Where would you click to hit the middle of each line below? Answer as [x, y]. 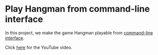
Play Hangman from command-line [78, 9]
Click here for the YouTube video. [39, 47]
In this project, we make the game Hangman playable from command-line [79, 33]
